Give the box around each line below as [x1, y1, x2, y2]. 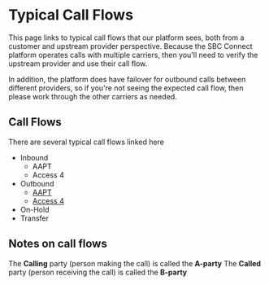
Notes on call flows [8, 237, 107, 251]
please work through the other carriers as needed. [8, 91, 177, 101]
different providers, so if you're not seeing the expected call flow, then [8, 83, 244, 93]
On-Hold [20, 204, 50, 214]
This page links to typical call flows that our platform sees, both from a [8, 33, 245, 42]
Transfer [20, 213, 50, 223]
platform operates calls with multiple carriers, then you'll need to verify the [8, 50, 258, 59]
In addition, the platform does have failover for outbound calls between [8, 74, 246, 84]
